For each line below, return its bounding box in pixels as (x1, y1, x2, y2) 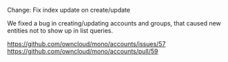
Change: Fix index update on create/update (7, 6, 131, 14)
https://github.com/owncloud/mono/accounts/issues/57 (7, 40, 166, 48)
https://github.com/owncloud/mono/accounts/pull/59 (7, 48, 158, 55)
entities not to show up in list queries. (7, 27, 114, 34)
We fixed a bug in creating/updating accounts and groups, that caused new (7, 19, 222, 27)
